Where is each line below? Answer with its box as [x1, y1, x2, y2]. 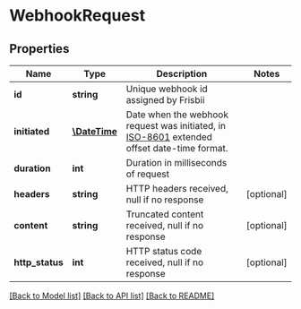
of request [125, 167, 170, 180]
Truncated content [125, 208, 204, 220]
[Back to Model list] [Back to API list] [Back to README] [9, 290, 215, 301]
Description [156, 68, 208, 80]
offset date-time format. [125, 142, 228, 154]
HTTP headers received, [125, 183, 228, 194]
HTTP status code [125, 245, 202, 257]
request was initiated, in [125, 120, 227, 132]
